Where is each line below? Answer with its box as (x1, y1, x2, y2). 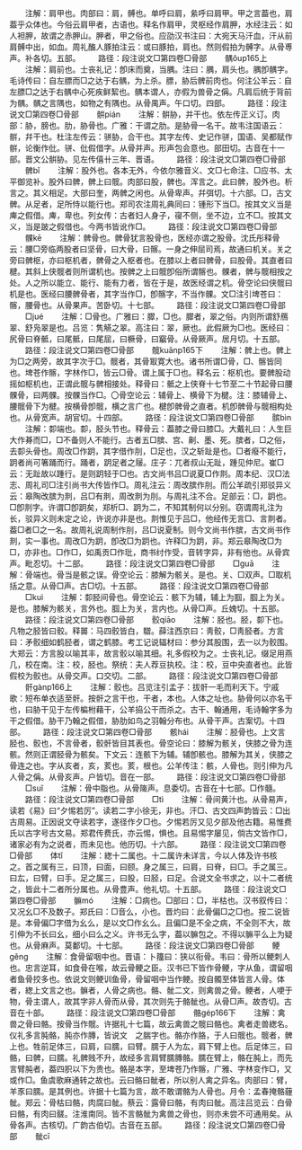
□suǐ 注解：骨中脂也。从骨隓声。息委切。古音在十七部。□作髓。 (24, 783, 281, 793)
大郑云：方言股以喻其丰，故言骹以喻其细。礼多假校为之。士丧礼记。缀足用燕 (9, 648, 293, 659)
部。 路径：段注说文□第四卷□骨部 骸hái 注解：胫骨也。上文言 (9, 727, 286, 737)
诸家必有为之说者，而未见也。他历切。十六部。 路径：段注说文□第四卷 (9, 839, 287, 849)
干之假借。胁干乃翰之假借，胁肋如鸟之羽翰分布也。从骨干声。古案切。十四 (9, 715, 285, 726)
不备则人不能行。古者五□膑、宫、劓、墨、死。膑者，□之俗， (62, 435, 290, 445)
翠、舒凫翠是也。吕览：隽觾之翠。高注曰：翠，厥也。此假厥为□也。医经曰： (9, 323, 292, 332)
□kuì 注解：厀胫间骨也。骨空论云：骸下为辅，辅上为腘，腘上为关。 (24, 592, 290, 602)
